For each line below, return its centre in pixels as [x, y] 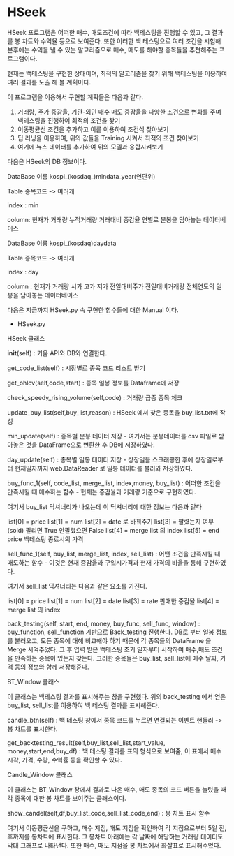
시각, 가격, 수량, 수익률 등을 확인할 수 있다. [65, 760]
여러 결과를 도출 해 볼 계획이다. [49, 82]
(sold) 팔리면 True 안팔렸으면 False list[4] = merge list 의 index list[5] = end [114, 530]
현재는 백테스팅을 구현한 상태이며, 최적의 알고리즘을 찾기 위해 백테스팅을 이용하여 [117, 73]
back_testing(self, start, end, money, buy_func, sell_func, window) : [104, 623]
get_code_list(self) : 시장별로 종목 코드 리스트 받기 [76, 368]
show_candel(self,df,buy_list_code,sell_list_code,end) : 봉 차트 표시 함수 [109, 813]
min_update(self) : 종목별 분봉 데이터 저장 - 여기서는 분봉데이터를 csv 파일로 [112, 436]
